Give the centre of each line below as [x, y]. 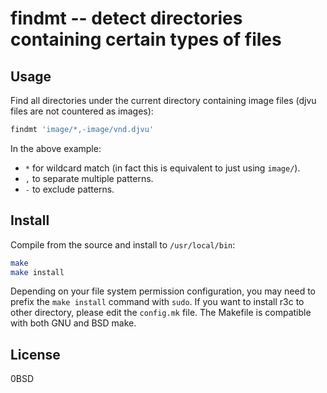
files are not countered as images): [82, 111]
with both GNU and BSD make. [73, 323]
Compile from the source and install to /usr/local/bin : [123, 244]
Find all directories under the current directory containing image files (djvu [163, 100]
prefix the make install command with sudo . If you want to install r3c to [157, 302]
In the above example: [56, 148]
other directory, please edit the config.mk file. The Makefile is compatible [161, 313]
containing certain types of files [146, 39]
